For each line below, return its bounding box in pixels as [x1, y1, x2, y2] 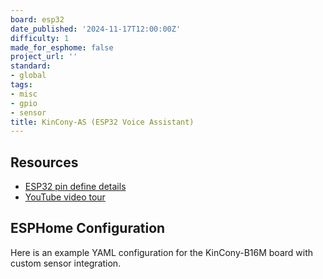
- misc [10, 89, 38, 99]
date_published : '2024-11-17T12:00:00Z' [10, 24, 182, 34]
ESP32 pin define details [24, 181, 127, 193]
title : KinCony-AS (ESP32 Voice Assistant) [10, 117, 195, 127]
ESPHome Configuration [10, 220, 166, 237]
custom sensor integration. [10, 257, 122, 269]
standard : [10, 61, 52, 71]
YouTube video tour [24, 191, 106, 203]
